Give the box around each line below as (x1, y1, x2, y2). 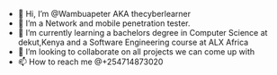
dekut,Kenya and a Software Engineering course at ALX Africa (17, 37, 249, 47)
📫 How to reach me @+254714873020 (17, 56, 164, 67)
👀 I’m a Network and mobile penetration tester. (17, 18, 191, 29)
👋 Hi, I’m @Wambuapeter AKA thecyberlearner (17, 9, 192, 19)
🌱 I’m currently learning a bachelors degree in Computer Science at (17, 28, 268, 37)
